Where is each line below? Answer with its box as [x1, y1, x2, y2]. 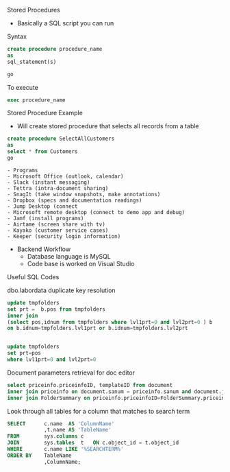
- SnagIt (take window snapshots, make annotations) [7, 191, 161, 198]
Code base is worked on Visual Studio [27, 259, 135, 268]
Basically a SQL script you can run [16, 19, 114, 27]
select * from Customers [7, 148, 78, 155]
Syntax [7, 32, 27, 40]
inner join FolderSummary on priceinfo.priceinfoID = [7, 394, 161, 401]
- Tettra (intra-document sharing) [7, 185, 109, 191]
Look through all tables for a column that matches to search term [7, 407, 190, 415]
